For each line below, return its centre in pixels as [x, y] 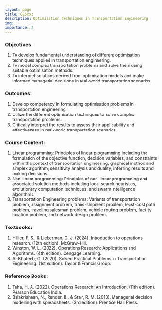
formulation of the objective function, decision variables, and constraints [85, 158]
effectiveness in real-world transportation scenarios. [65, 130]
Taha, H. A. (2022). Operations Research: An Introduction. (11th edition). [84, 287]
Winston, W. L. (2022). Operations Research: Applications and [74, 248]
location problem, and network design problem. [59, 215]
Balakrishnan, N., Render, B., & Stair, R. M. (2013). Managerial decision [82, 297]
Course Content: [25, 142]
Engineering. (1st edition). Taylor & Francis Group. [62, 264]
